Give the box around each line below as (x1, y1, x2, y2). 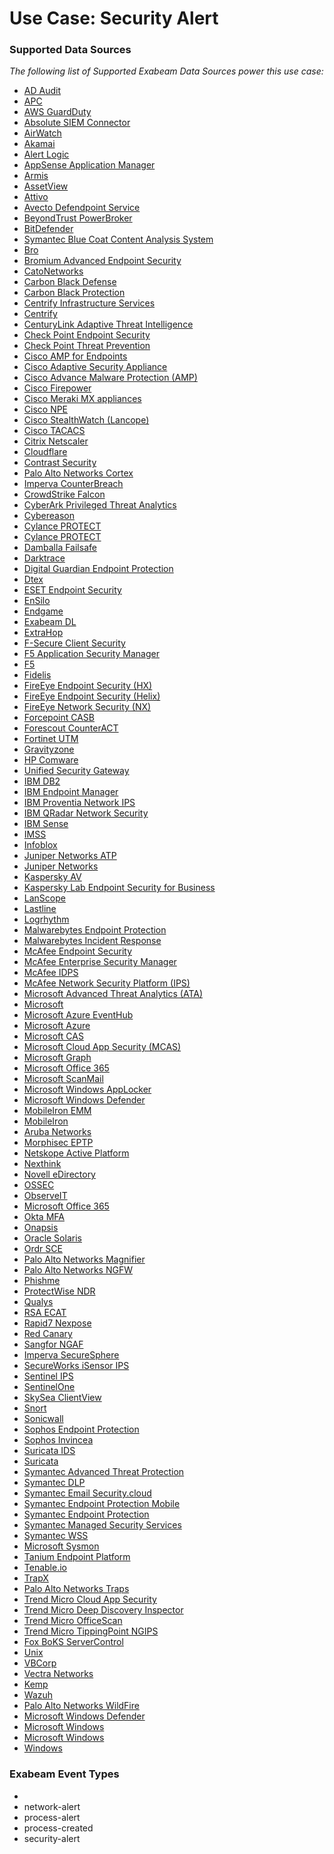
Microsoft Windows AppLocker (23, 1083, 152, 1096)
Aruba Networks (23, 1126, 92, 1138)
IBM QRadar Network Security (23, 807, 149, 819)
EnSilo (23, 595, 51, 607)
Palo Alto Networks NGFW (23, 1264, 133, 1276)
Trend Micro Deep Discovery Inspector (23, 1604, 184, 1616)
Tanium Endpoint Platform (23, 1551, 131, 1563)
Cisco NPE (23, 403, 69, 416)
